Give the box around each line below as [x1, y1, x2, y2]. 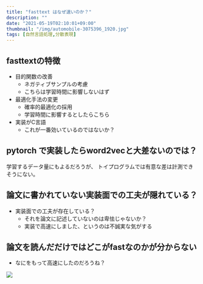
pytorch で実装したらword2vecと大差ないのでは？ [6, 145, 198, 156]
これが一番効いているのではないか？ [24, 126, 115, 133]
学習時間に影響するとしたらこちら [24, 111, 110, 118]
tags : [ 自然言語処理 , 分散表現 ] [6, 32, 77, 38]
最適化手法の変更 [15, 95, 58, 103]
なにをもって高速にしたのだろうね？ [15, 259, 106, 266]
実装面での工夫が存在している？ [15, 207, 95, 215]
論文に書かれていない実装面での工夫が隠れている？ [6, 190, 198, 201]
